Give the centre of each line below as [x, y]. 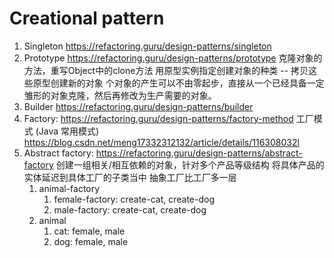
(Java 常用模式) [67, 131]
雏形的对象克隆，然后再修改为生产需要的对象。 [120, 95]
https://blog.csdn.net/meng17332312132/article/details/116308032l [161, 142]
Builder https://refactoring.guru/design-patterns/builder [138, 106]
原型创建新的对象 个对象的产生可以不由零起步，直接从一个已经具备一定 [178, 83]
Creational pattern [87, 18]
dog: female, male [91, 241]
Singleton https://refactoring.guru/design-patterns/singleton [147, 46]
